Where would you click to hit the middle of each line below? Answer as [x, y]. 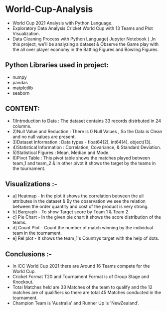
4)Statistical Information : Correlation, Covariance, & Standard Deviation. [87, 147]
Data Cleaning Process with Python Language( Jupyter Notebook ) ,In [84, 39]
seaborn [21, 93]
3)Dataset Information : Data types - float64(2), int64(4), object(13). [82, 142]
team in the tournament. [37, 233]
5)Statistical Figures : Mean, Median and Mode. [61, 153]
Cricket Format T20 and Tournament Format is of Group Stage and [81, 277]
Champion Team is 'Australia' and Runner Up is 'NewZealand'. [76, 303]
